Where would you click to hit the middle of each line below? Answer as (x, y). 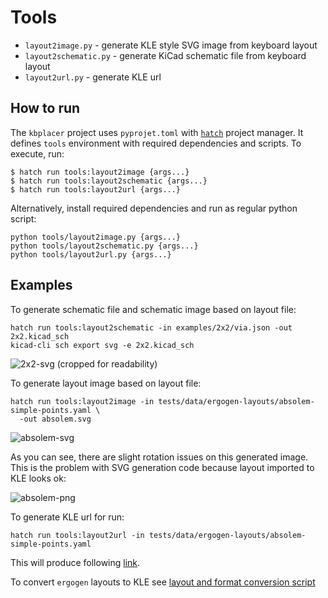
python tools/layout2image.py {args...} (96, 237)
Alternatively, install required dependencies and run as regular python (154, 208)
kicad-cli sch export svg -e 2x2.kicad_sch (102, 345)
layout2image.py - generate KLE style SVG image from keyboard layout (171, 45)
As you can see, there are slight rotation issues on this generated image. (159, 457)
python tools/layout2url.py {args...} (91, 254)
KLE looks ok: (38, 478)
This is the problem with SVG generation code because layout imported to (162, 467)
